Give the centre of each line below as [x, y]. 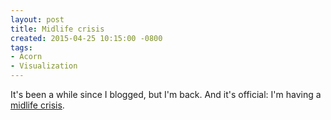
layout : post [37, 19]
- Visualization [44, 66]
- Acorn [26, 57]
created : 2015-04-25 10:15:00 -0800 [86, 38]
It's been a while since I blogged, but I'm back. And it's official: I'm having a [166, 94]
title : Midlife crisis [57, 29]
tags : [21, 47]
